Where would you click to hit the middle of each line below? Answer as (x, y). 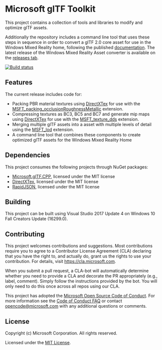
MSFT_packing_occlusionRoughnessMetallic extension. (68, 109)
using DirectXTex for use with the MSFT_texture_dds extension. (75, 119)
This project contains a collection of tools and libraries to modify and (74, 22)
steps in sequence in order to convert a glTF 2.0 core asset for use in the (78, 42)
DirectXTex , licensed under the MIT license (55, 182)
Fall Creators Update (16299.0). (36, 219)
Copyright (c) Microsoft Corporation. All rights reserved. (61, 333)
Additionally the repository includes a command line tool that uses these (77, 37)
